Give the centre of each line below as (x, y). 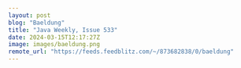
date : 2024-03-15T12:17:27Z (54, 37)
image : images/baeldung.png (54, 45)
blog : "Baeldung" (37, 23)
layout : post (30, 15)
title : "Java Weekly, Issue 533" (63, 30)
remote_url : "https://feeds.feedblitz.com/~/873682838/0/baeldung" (121, 52)
